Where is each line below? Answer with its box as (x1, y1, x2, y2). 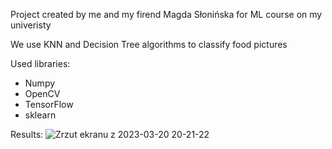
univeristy (10, 19, 52, 31)
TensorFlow (24, 99, 74, 110)
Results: (10, 129, 44, 140)
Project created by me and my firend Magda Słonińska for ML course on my (10, 9, 323, 20)
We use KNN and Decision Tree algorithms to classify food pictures (10, 39, 288, 50)
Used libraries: (10, 58, 71, 69)
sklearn (24, 109, 57, 121)
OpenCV (24, 88, 61, 99)
